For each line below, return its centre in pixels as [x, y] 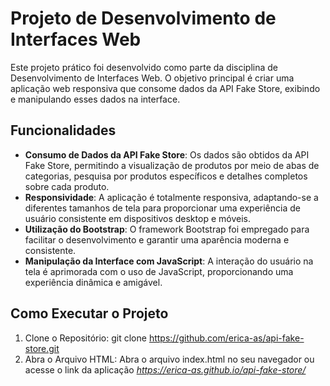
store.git [42, 348]
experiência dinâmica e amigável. [93, 282]
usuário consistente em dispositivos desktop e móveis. [137, 218]
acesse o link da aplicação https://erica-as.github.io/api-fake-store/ [165, 369]
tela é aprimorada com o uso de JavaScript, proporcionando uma [159, 271]
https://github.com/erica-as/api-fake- [226, 338]
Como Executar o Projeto [89, 313]
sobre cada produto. [67, 186]
